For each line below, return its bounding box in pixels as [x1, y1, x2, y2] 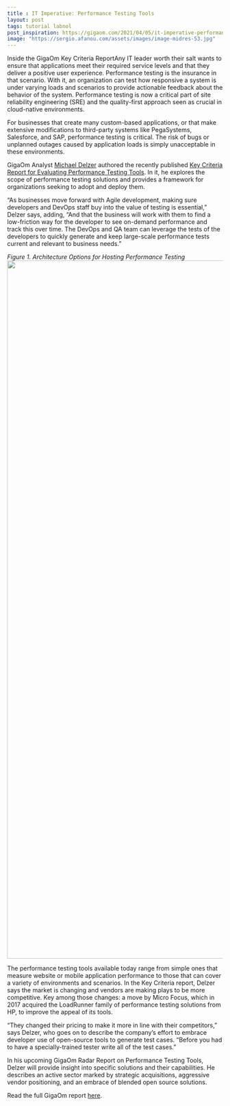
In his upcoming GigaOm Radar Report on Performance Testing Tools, [7, 1056, 204, 1065]
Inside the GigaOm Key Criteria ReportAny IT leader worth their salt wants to [7, 54, 222, 62]
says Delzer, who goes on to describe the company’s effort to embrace [7, 1029, 207, 1037]
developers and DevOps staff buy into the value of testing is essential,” [7, 203, 207, 212]
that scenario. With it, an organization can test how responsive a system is [7, 76, 217, 84]
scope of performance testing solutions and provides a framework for [7, 175, 204, 184]
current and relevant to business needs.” [7, 240, 122, 248]
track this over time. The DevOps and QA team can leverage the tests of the [7, 225, 220, 234]
